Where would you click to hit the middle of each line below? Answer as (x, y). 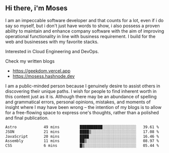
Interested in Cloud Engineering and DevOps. (52, 51)
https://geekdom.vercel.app (41, 71)
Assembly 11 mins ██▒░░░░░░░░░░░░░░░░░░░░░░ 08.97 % (82, 141)
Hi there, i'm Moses (36, 8)
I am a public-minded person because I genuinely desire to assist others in (83, 86)
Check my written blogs (30, 61)
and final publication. (27, 118)
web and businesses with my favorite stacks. (52, 42)
